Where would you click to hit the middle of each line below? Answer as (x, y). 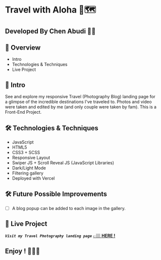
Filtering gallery (28, 173)
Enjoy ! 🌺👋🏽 (23, 251)
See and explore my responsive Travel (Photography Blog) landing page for (80, 97)
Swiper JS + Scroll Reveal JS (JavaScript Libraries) (63, 163)
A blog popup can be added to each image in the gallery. (69, 208)
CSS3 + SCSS (26, 153)
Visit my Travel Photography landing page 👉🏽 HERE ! (60, 235)
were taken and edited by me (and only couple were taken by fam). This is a (81, 107)
